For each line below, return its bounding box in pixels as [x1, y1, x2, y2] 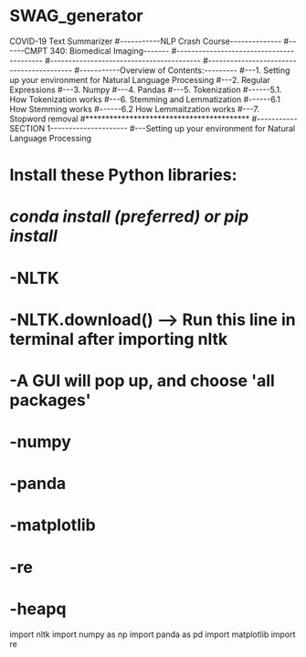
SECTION [9, 122, 46, 133]
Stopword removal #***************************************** [9, 113, 250, 124]
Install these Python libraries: [9, 165, 237, 185]
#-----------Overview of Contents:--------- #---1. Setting [74, 65, 290, 76]
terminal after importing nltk [9, 328, 228, 349]
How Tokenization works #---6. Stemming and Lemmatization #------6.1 [9, 93, 280, 105]
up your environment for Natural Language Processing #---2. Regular [9, 74, 271, 85]
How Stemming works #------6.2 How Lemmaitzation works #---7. [9, 103, 260, 114]
